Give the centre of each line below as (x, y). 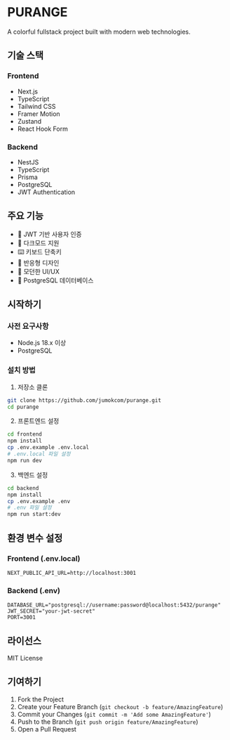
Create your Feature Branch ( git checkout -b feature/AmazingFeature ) (120, 706)
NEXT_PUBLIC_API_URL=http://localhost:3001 (72, 573)
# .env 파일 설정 (30, 508)
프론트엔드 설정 (38, 421)
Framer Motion (39, 114)
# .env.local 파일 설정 (39, 454)
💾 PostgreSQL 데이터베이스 (55, 280)
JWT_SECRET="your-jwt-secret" (52, 611)
